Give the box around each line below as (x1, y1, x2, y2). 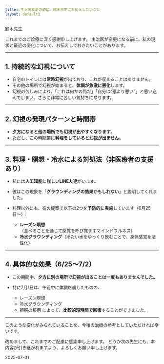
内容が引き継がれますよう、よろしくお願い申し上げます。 (5, 344, 121, 350)
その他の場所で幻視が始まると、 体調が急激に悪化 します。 (12, 83, 127, 88)
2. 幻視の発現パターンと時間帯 (5, 115, 96, 123)
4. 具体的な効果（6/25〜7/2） (5, 260, 96, 269)
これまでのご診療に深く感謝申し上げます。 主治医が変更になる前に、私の (5, 36, 151, 42)
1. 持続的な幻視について (5, 62, 76, 71)
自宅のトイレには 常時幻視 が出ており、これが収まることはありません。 (12, 76, 153, 82)
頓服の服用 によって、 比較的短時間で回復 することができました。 (19, 307, 149, 313)
